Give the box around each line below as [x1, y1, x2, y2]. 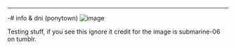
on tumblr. [7, 35, 37, 43]
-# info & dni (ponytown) [7, 14, 79, 22]
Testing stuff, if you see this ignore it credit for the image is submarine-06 [7, 27, 221, 36]
